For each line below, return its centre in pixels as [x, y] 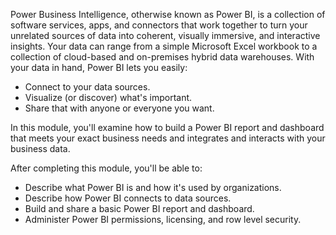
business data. [40, 148]
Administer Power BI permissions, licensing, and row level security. [163, 219]
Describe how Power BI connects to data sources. [128, 198]
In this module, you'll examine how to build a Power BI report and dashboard [167, 127]
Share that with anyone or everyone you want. [119, 108]
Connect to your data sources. [87, 87]
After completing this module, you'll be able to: [106, 168]
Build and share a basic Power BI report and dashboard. [139, 208]
